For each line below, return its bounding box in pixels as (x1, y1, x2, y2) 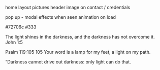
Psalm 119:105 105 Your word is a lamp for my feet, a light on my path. (5, 49, 151, 55)
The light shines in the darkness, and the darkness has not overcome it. (5, 34, 155, 40)
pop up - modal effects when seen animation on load (5, 14, 116, 20)
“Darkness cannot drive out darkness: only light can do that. (5, 59, 131, 65)
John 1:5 (5, 39, 23, 45)
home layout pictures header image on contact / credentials (5, 5, 131, 10)
